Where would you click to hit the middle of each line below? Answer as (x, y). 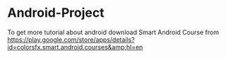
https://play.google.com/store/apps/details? (71, 39)
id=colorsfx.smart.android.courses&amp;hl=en (75, 47)
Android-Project (56, 13)
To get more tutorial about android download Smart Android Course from (113, 32)
